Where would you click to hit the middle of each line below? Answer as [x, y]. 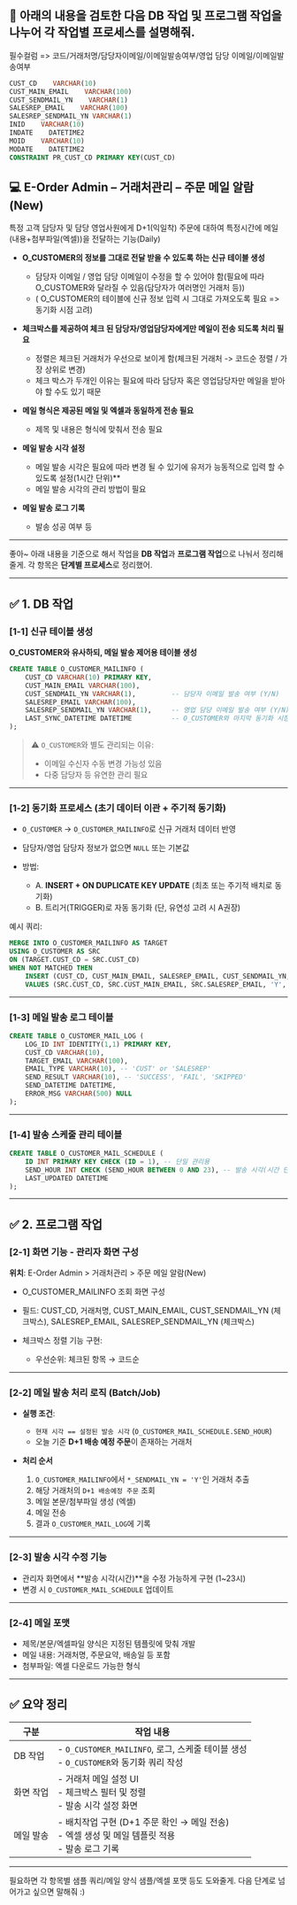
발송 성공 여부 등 [64, 527]
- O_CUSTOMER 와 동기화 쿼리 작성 [120, 1762]
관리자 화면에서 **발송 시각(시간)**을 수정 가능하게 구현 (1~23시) [133, 1578]
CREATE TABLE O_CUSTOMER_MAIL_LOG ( [76, 1036]
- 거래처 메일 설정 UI [98, 1778]
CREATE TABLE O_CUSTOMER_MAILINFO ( [76, 670]
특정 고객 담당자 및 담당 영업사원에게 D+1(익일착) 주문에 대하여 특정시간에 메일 [144, 228]
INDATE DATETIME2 [47, 133]
